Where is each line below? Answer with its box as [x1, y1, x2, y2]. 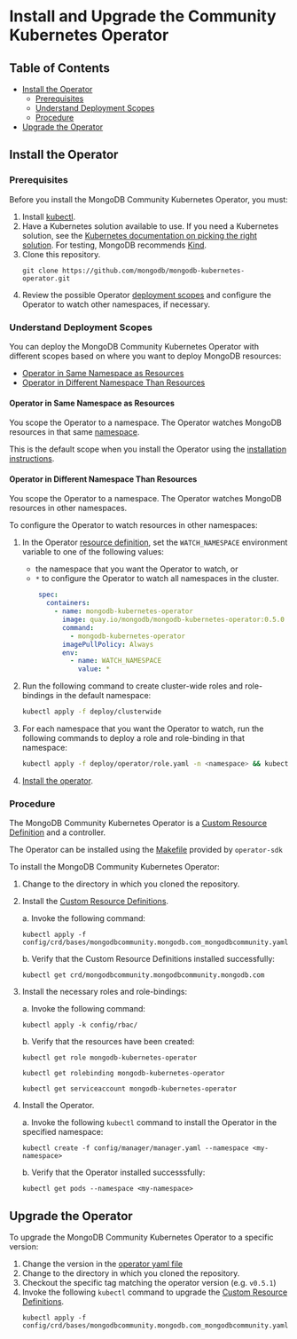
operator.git [21, 273, 71, 283]
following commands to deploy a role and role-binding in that [21, 733, 246, 744]
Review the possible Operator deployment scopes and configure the [21, 289, 272, 300]
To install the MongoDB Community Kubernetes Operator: [9, 862, 220, 872]
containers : [45, 599, 90, 608]
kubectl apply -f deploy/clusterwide [21, 707, 162, 716]
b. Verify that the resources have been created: [21, 1036, 195, 1047]
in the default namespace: [56, 690, 152, 701]
